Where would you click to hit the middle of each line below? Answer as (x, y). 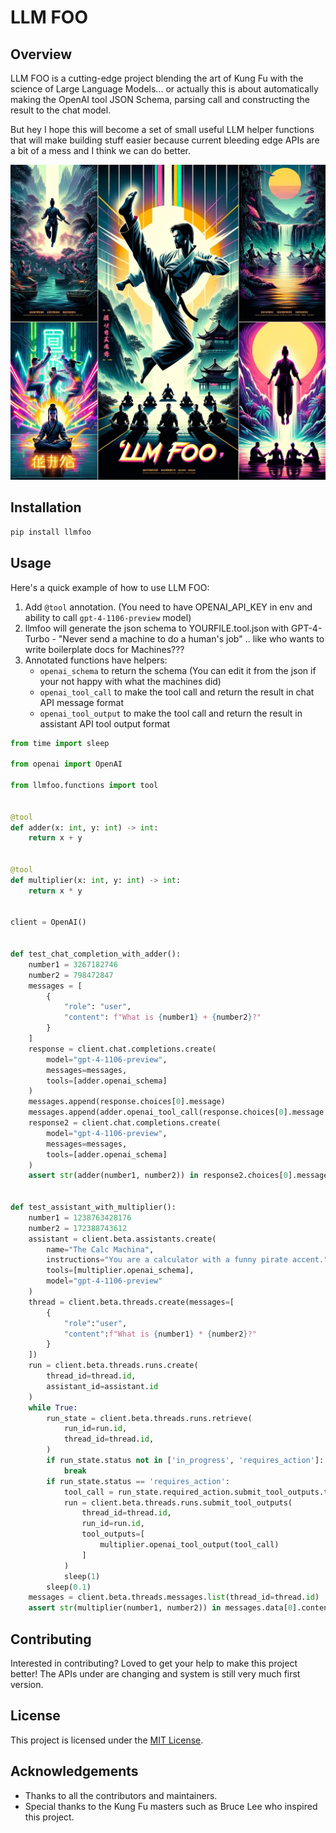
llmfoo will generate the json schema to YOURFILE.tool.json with (157, 628)
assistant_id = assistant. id (102, 1386)
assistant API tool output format (105, 723)
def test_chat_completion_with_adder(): (96, 954)
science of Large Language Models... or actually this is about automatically (164, 89)
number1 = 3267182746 (73, 964)
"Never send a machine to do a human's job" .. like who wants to (191, 638)
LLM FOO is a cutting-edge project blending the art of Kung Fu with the (157, 78)
